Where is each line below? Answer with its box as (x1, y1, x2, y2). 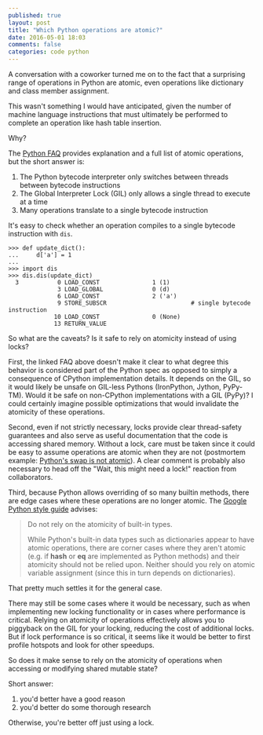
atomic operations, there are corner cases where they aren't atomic (27, 543, 246, 552)
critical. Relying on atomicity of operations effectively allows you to (8, 616, 225, 624)
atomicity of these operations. (8, 408, 105, 416)
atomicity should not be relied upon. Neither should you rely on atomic (27, 560, 255, 569)
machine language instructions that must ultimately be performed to (8, 110, 228, 119)
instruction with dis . (8, 229, 73, 238)
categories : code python (8, 48, 89, 56)
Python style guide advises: (8, 504, 98, 514)
